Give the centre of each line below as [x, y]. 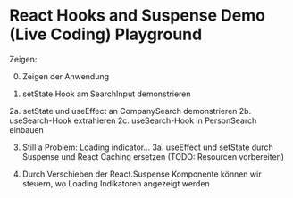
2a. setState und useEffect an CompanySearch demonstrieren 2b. [130, 111]
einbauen [27, 129]
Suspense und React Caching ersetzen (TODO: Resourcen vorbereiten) [153, 156]
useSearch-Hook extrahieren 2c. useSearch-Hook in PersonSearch [133, 120]
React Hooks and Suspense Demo [138, 16]
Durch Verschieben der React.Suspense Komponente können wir [142, 174]
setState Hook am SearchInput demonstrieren [106, 94]
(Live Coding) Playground [106, 34]
